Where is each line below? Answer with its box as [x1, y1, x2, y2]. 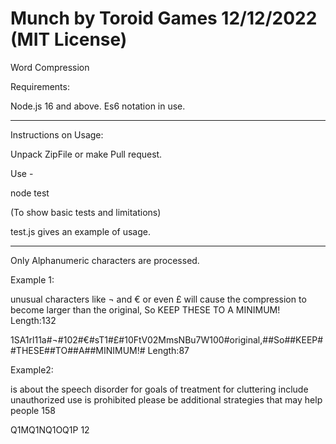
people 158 [10, 404, 56, 416]
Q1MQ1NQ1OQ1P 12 [10, 423, 90, 436]
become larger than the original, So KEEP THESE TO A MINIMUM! [10, 303, 281, 316]
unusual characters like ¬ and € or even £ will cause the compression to [10, 293, 307, 305]
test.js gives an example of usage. [10, 225, 151, 237]
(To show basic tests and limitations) [10, 206, 162, 218]
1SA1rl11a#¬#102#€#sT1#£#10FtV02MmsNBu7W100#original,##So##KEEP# [10, 333, 324, 346]
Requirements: [10, 80, 70, 92]
